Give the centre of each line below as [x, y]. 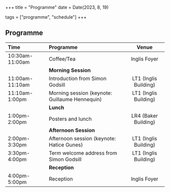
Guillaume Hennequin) [75, 99]
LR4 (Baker [145, 116]
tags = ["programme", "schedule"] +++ [46, 17]
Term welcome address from [83, 153]
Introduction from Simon [78, 78]
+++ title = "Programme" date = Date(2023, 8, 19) [57, 7]
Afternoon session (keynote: [82, 138]
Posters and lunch [70, 119]
